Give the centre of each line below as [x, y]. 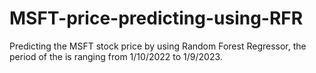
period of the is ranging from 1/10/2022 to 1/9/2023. [116, 56]
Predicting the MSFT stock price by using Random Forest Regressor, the [158, 46]
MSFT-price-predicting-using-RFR [156, 18]
